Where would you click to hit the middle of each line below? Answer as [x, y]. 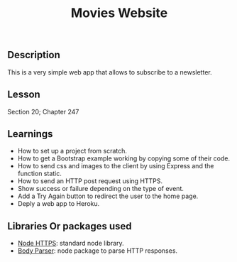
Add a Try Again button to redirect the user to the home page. [108, 196]
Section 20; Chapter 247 [43, 111]
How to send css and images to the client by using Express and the [116, 166]
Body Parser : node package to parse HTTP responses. [98, 251]
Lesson [24, 95]
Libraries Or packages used [70, 226]
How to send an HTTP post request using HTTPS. [90, 181]
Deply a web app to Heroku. [59, 204]
